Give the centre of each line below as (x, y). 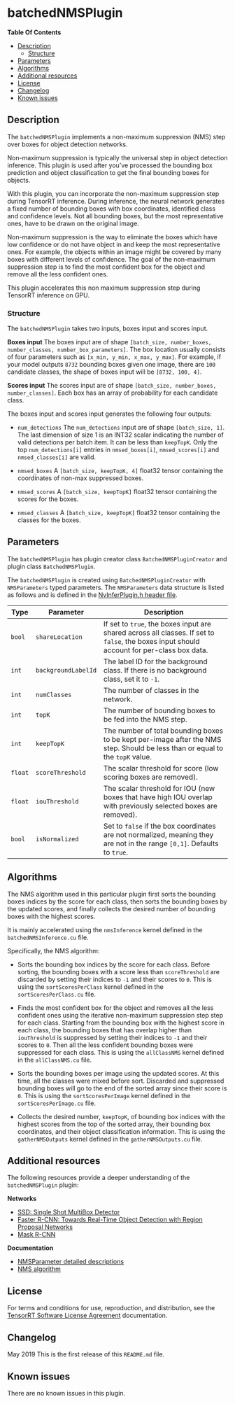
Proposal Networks (45, 1227)
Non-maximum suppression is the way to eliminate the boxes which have (113, 237)
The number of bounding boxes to (159, 710)
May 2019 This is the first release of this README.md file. (86, 1354)
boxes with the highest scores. (51, 916)
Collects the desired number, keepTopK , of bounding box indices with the (121, 1116)
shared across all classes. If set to (159, 633)
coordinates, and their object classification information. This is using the (121, 1131)
